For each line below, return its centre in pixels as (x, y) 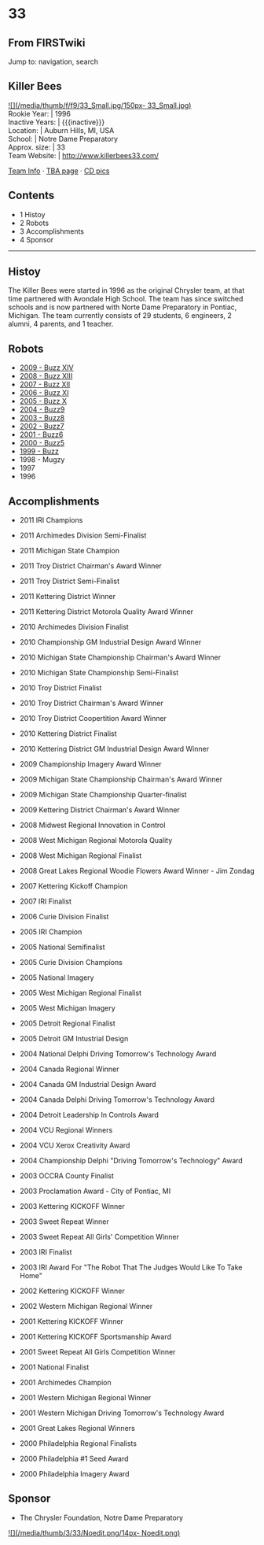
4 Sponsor (37, 239)
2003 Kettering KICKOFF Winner (72, 1207)
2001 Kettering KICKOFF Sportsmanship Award (95, 1337)
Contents (31, 196)
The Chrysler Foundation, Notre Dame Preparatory (101, 1517)
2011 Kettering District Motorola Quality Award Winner (106, 612)
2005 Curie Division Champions (71, 963)
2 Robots (34, 223)
